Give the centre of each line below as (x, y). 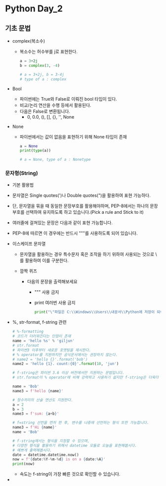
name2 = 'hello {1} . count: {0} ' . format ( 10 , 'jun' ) (65, 364)
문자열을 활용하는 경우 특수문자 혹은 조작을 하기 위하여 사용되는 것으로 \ (88, 254)
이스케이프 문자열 (29, 244)
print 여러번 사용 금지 (55, 303)
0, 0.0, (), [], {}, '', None (51, 117)
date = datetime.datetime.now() (45, 455)
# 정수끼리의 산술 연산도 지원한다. (42, 400)
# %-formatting (28, 332)
